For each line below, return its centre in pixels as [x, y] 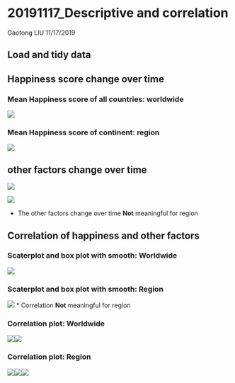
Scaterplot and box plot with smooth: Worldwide [92, 256]
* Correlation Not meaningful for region [73, 305]
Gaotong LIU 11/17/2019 [41, 33]
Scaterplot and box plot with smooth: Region [86, 289]
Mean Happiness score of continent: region [84, 132]
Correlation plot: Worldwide [56, 324]
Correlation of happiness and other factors [103, 235]
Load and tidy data [49, 55]
